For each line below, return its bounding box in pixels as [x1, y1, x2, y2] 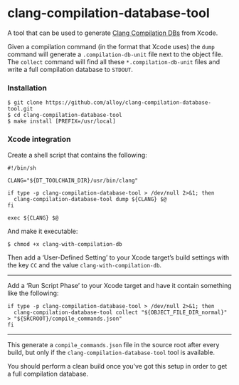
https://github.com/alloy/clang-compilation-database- [45, 99, 212, 106]
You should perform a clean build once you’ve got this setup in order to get [7, 361, 228, 370]
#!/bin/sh [7, 164, 37, 172]
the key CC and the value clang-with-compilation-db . [7, 260, 162, 269]
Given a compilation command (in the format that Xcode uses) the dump [7, 42, 215, 51]
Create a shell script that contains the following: [7, 150, 147, 159]
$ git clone [7, 99, 43, 106]
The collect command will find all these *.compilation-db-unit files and [7, 57, 221, 66]
